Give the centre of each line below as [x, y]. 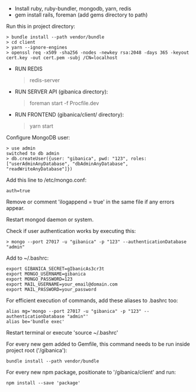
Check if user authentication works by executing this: [71, 231]
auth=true [18, 191]
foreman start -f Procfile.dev [64, 103]
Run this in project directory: [41, 26]
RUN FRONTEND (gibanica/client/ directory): [69, 114]
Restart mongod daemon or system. [50, 219]
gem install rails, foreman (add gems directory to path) [81, 15]
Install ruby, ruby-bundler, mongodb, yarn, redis [73, 9]
